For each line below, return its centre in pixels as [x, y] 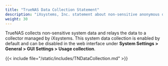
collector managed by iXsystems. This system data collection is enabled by [82, 38]
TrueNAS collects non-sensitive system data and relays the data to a [76, 33]
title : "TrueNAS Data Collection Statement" [52, 10]
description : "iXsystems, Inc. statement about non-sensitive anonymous [82, 14]
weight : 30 [16, 19]
